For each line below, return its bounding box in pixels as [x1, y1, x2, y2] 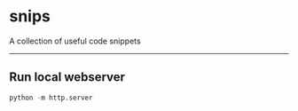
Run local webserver [9, 69, 126, 85]
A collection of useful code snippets [9, 36, 141, 46]
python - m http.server [9, 93, 93, 102]
